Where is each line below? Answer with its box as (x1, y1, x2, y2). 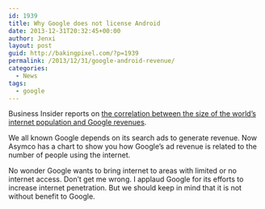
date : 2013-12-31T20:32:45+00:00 (8, 27, 121, 35)
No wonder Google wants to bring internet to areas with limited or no (8, 166, 237, 176)
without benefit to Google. (8, 191, 95, 202)
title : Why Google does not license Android (8, 19, 161, 27)
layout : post (8, 42, 53, 50)
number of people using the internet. (8, 150, 131, 160)
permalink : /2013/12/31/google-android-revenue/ (8, 57, 175, 65)
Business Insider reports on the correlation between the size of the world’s (8, 109, 257, 119)
